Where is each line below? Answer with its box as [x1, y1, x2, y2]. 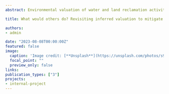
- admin [5, 30, 22, 35]
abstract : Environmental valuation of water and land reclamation [5, 7, 147, 13]
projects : [5, 76, 26, 82]
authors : [5, 26, 24, 31]
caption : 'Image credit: [10, 53, 62, 58]
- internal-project [5, 81, 46, 86]
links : [5, 67, 19, 72]
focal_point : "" [10, 58, 44, 63]
